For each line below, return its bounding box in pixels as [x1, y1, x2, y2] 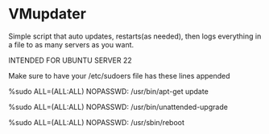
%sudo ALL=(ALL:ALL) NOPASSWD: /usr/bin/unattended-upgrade [8, 102, 228, 112]
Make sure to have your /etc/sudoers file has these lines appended [8, 71, 231, 80]
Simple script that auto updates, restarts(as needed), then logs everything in [8, 31, 262, 41]
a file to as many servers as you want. [8, 39, 134, 49]
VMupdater [8, 5, 87, 23]
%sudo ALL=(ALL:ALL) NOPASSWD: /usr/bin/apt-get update [8, 86, 209, 96]
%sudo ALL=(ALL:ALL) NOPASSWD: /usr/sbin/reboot [8, 117, 185, 127]
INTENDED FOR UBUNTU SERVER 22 [8, 55, 132, 65]
